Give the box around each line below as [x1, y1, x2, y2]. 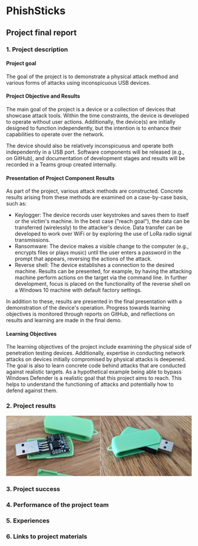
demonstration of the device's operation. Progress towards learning [6, 305, 171, 312]
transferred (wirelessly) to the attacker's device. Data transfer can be [14, 224, 183, 231]
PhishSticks [6, 4, 66, 18]
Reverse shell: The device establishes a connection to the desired [14, 262, 174, 269]
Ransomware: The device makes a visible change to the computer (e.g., [14, 243, 189, 250]
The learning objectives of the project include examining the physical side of [6, 343, 192, 350]
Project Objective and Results [6, 92, 81, 100]
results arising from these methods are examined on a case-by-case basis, [6, 194, 189, 201]
